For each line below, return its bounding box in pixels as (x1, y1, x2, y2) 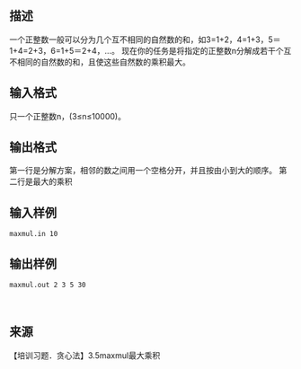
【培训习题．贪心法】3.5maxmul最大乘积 (9, 349, 161, 361)
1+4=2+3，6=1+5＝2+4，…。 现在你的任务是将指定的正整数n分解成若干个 (9, 45, 284, 56)
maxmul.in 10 (9, 230, 58, 239)
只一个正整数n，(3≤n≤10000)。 (9, 110, 126, 121)
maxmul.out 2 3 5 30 (9, 281, 87, 290)
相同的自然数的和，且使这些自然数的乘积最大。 (16, 57, 190, 67)
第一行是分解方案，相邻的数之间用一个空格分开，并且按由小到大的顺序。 (9, 165, 277, 176)
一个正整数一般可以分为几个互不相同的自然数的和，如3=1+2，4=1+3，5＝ (9, 34, 281, 45)
